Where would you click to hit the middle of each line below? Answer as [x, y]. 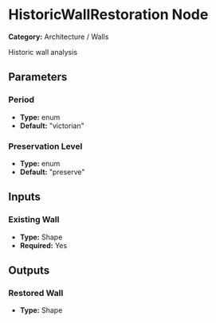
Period [21, 99]
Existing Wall [34, 220]
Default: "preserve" [52, 172]
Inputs [25, 197]
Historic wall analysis [43, 52]
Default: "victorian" [52, 126]
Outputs [29, 270]
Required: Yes [43, 245]
